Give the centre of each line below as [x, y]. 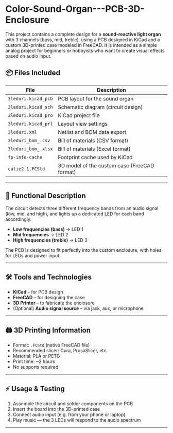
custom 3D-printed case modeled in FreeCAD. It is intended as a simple [81, 45]
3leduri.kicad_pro [30, 115]
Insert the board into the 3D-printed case [56, 409]
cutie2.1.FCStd [27, 169]
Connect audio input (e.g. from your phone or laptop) [69, 414]
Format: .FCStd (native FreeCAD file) [51, 345]
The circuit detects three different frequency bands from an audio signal [82, 208]
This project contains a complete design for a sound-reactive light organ [83, 34]
